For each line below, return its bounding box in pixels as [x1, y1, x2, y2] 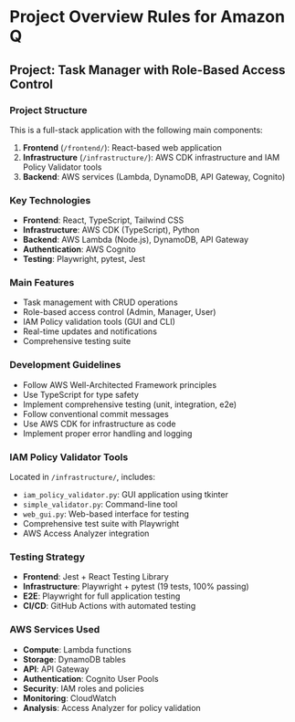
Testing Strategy [9, 550, 85, 563]
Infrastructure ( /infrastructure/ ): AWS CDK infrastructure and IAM [22, 152, 280, 162]
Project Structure [9, 103, 88, 116]
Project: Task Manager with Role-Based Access [9, 62, 286, 78]
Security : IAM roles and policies [22, 683, 144, 694]
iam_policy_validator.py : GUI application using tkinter [22, 489, 228, 500]
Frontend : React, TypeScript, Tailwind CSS [22, 215, 184, 225]
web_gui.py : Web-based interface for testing [22, 508, 190, 519]
